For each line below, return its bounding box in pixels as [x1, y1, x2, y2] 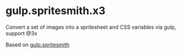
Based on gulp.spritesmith [5, 41, 69, 48]
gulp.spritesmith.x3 [5, 4, 106, 18]
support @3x [5, 29, 38, 36]
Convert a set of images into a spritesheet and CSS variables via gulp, [5, 23, 176, 31]
